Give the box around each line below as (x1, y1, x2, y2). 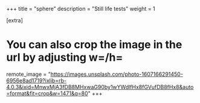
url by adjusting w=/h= (6, 51, 123, 64)
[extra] (6, 17, 23, 23)
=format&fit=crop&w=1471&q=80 (6, 90, 89, 97)
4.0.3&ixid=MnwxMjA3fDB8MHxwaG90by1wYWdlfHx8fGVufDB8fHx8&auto (6, 83, 194, 90)
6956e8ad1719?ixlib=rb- (6, 76, 66, 84)
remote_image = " (6, 70, 51, 78)
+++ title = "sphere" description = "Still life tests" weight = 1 (6, 5, 155, 12)
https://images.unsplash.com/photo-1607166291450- (50, 70, 183, 78)
